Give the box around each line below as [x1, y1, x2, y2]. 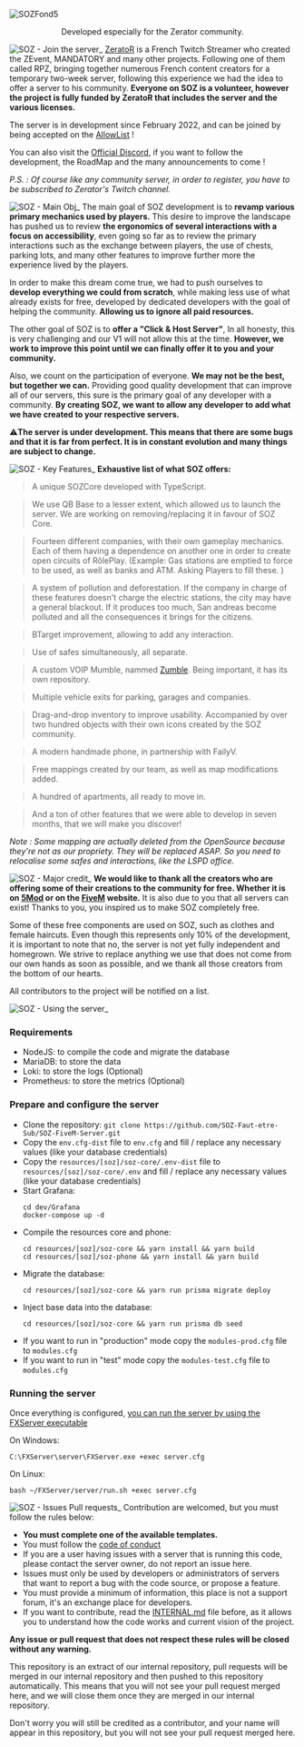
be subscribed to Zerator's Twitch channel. [9, 184, 171, 195]
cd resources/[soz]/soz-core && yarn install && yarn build [22, 1244, 255, 1253]
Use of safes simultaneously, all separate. [31, 647, 188, 657]
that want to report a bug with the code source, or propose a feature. [22, 1577, 281, 1588]
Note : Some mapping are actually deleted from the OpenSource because [9, 836, 286, 846]
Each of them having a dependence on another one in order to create [31, 546, 291, 556]
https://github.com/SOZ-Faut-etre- [143, 1120, 279, 1130]
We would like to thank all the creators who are [93, 873, 274, 884]
